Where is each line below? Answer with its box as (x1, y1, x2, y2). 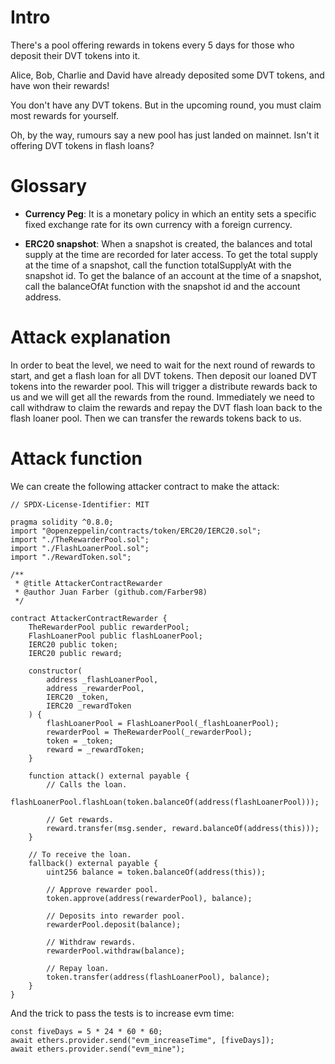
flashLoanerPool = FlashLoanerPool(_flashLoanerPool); (46, 718, 280, 728)
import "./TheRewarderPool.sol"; (10, 534, 150, 545)
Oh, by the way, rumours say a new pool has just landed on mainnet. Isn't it (10, 129, 320, 141)
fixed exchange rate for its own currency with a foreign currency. (24, 218, 293, 230)
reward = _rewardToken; (46, 744, 145, 755)
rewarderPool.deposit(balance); (46, 919, 182, 930)
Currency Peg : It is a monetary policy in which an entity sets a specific (24, 207, 317, 220)
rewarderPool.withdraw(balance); (46, 946, 186, 956)
